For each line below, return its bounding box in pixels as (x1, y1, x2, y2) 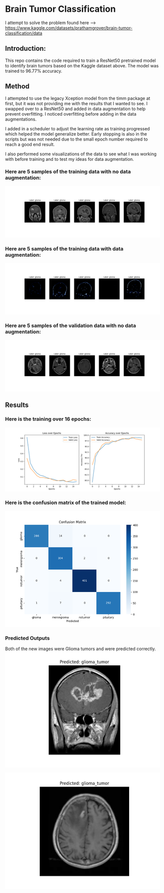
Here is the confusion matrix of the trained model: (5, 499, 126, 506)
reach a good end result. (5, 141, 55, 147)
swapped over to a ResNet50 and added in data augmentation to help (5, 106, 146, 112)
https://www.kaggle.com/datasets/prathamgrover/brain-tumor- (5, 25, 133, 30)
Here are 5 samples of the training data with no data (5, 168, 131, 175)
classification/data (5, 30, 43, 36)
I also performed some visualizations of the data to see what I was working (5, 151, 157, 157)
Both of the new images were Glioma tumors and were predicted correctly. (5, 646, 156, 652)
